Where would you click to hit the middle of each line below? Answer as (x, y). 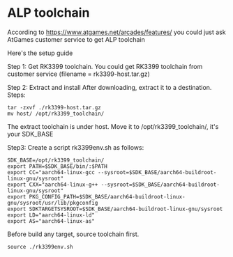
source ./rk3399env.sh (40, 247)
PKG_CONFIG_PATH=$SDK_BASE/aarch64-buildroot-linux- (107, 196)
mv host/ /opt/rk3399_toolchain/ (56, 114)
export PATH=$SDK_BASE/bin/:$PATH (58, 166)
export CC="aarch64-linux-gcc (51, 172)
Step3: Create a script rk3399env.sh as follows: (76, 147)
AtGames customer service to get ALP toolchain (76, 39)
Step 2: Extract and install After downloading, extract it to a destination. (110, 87)
